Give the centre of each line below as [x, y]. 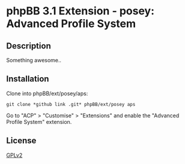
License [21, 141]
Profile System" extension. [39, 122]
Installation [28, 79]
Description [29, 46]
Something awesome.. [34, 60]
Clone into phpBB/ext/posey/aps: [47, 93]
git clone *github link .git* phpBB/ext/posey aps [71, 104]
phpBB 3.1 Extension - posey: [80, 11]
